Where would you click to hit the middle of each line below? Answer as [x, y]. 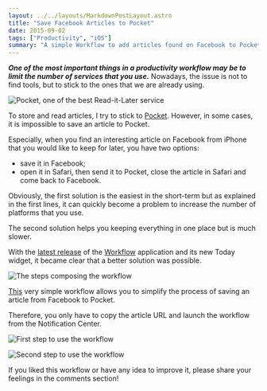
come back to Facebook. [60, 181]
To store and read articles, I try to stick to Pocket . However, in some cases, [131, 115]
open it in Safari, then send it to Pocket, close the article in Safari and [133, 172]
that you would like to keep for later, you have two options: [104, 148]
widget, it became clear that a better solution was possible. [105, 260]
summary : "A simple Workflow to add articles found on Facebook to [122, 45]
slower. [20, 237]
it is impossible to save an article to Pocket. [79, 124]
